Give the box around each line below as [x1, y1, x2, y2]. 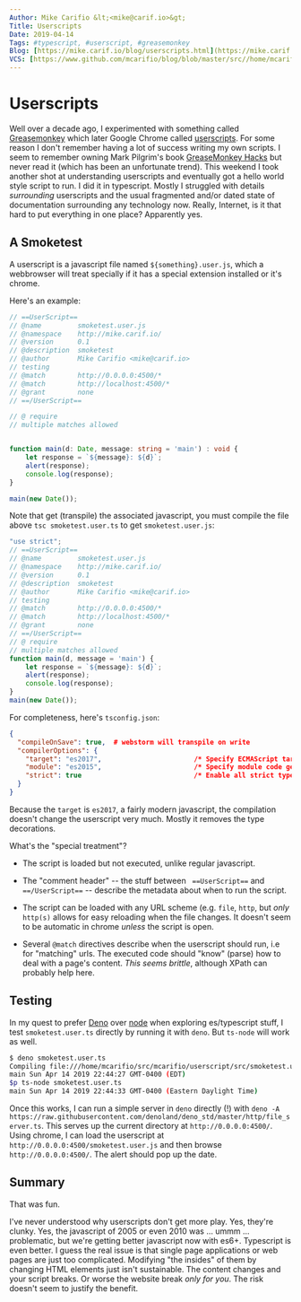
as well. [9, 1035, 38, 1046]
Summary [9, 1175, 65, 1190]
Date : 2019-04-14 [9, 30, 74, 39]
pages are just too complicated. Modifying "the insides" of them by [9, 1254, 257, 1265]
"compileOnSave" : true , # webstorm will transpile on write [17, 738, 251, 747]
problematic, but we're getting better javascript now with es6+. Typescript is [9, 1235, 292, 1245]
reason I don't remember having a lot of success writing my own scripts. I [9, 142, 280, 153]
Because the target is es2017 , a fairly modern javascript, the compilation [9, 804, 276, 815]
